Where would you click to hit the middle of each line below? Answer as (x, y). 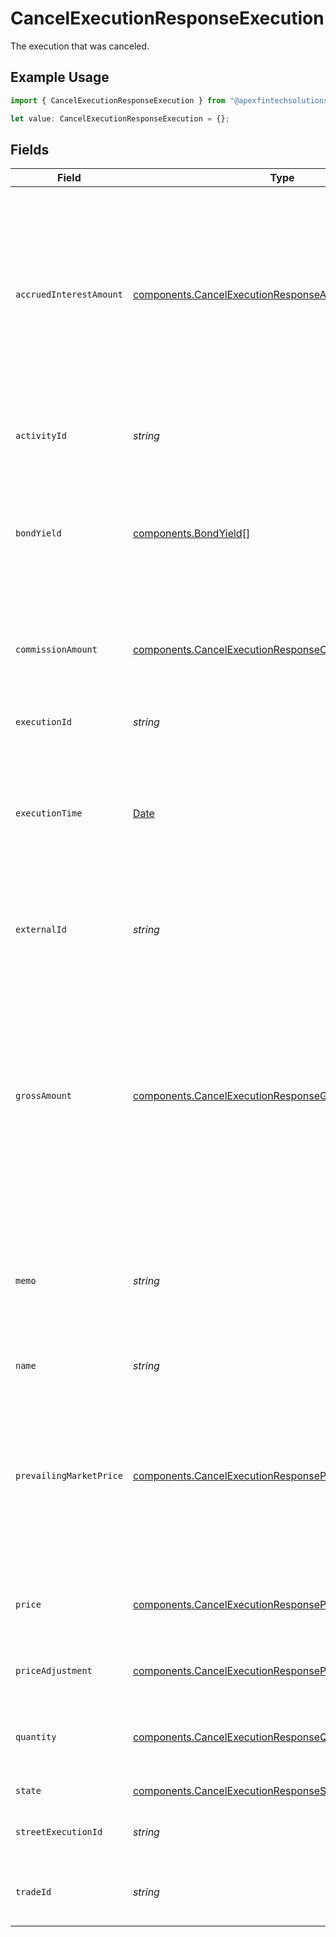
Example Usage (60, 77)
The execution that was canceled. (80, 46)
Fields (30, 149)
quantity (36, 1737)
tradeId (33, 1892)
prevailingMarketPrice (69, 1476)
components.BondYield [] (191, 534)
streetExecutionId (59, 1832)
